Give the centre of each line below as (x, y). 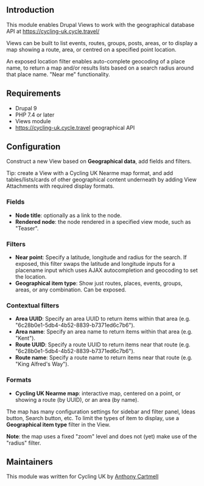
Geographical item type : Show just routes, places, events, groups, (99, 284)
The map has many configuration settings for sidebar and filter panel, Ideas (101, 412)
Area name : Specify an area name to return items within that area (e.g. (104, 332)
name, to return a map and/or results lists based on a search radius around (100, 68)
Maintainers (30, 462)
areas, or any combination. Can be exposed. (71, 290)
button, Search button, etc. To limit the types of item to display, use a (93, 418)
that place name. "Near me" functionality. (58, 74)
